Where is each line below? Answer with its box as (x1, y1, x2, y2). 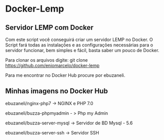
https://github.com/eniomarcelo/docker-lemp (5, 63, 100, 68)
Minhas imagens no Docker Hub (5, 87, 108, 96)
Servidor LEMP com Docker (5, 23, 94, 32)
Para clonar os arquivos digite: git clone (5, 57, 88, 63)
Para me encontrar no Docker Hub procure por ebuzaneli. (5, 72, 126, 78)
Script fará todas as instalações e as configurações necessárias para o (5, 42, 153, 48)
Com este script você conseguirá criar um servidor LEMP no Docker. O (5, 36, 153, 42)
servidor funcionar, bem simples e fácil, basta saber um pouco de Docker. (5, 48, 159, 53)
